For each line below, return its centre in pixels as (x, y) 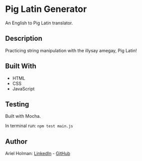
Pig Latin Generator (46, 9)
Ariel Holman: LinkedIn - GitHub (38, 154)
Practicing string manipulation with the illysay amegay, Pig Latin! (71, 50)
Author (16, 141)
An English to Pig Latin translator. (39, 23)
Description (24, 39)
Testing (17, 104)
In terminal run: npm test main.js (39, 126)
